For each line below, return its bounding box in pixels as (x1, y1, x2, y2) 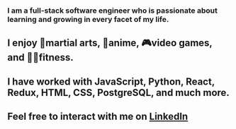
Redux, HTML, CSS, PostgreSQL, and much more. (7, 87, 230, 99)
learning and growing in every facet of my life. (7, 14, 169, 24)
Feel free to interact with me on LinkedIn (7, 111, 189, 123)
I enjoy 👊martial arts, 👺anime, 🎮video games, (7, 37, 213, 49)
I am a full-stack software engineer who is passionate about (7, 6, 218, 16)
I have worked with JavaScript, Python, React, (7, 75, 215, 87)
